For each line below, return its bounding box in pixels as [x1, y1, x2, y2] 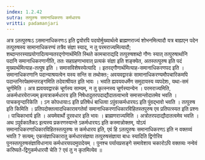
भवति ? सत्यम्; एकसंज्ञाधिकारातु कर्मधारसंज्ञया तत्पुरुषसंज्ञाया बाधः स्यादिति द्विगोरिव [6, 133, 163, 140]
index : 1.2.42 [6, 9, 43, 15]
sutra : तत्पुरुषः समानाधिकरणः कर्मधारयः [6, 15, 81, 21]
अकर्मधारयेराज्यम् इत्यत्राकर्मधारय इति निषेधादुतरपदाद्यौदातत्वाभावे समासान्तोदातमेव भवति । [6, 92, 177, 99]
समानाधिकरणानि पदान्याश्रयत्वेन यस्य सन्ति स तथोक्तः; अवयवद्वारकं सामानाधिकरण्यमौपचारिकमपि [6, 71, 188, 78]
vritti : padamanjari [6, 20, 59, 26]
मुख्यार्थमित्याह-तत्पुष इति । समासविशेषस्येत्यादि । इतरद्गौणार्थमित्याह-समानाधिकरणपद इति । [6, 64, 185, 72]
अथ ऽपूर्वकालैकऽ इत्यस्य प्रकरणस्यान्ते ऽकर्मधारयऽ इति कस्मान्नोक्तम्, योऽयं [6, 119, 146, 127]
